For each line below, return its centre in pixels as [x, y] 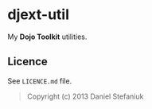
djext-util [38, 15]
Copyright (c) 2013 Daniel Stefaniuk [85, 96]
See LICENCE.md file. [40, 80]
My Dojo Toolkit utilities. [47, 37]
